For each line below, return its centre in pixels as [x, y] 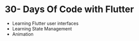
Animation [23, 34]
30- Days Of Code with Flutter [69, 9]
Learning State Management [42, 28]
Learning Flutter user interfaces [45, 23]
